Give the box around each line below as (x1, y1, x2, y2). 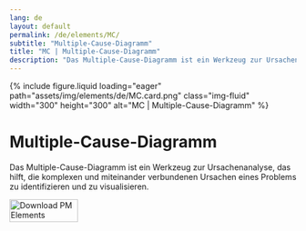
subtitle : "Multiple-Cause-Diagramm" (9, 38, 153, 48)
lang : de (9, 13, 43, 23)
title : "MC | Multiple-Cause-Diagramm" (9, 47, 161, 56)
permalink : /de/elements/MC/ (9, 30, 120, 39)
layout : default (9, 22, 71, 31)
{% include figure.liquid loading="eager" (9, 81, 162, 91)
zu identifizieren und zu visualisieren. (9, 181, 149, 192)
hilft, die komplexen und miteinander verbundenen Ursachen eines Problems (9, 171, 297, 182)
